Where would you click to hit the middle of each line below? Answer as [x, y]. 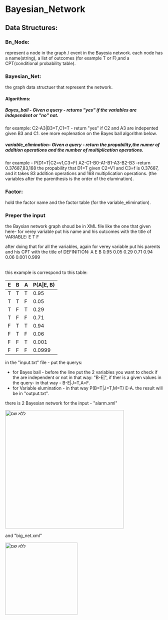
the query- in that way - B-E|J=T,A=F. [51, 383]
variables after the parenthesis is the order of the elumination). [69, 178]
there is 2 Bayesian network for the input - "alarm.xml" [61, 403]
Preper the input [25, 215]
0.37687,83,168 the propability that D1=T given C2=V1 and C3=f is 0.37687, [82, 168]
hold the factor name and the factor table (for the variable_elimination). [78, 202]
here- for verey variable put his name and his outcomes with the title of [78, 231]
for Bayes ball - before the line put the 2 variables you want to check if [85, 372]
